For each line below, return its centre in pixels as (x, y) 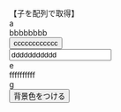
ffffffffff (22, 75)
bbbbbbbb (28, 32)
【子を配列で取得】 (44, 13)
